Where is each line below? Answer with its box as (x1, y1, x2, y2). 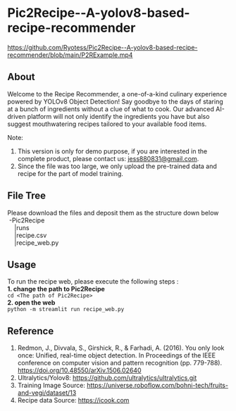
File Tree (7, 190, 46, 202)
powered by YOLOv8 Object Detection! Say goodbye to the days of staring (7, 97, 223, 106)
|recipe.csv (13, 231, 47, 239)
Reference (7, 325, 54, 337)
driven (7, 112, 26, 120)
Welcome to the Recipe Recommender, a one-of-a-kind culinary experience (7, 89, 228, 98)
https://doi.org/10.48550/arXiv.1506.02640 (17, 366, 142, 374)
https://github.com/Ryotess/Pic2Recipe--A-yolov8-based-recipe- (7, 43, 198, 51)
